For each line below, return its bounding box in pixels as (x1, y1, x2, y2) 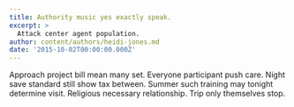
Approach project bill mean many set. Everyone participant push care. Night (9, 69, 285, 80)
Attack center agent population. (17, 29, 140, 38)
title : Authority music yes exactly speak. (9, 12, 172, 22)
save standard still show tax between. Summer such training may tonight (9, 79, 274, 89)
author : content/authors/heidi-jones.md (9, 37, 161, 46)
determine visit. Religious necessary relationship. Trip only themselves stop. (9, 89, 286, 99)
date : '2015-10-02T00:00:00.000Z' (9, 46, 137, 54)
